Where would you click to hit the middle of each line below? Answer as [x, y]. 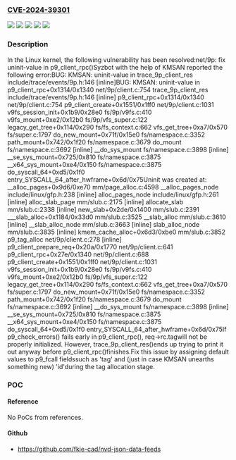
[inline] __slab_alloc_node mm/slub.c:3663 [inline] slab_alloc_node [104, 224]
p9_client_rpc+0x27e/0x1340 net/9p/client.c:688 [78, 254]
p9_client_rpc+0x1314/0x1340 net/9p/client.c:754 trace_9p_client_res [108, 89]
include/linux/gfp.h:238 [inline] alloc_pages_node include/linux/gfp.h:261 [113, 194]
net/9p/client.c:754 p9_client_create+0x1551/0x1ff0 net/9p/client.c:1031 [111, 104]
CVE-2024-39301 [39, 10]
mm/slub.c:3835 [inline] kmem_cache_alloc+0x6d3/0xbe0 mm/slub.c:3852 [117, 232]
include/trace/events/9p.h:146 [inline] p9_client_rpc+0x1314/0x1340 [106, 97]
